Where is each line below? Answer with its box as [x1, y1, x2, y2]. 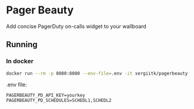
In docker [6, 57, 34, 65]
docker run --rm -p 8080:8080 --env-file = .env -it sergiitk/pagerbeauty [6, 71, 188, 76]
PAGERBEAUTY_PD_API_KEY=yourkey [6, 92, 85, 98]
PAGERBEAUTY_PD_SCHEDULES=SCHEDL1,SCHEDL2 [6, 97, 112, 103]
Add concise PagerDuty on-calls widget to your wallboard [6, 23, 147, 30]
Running [6, 40, 38, 50]
